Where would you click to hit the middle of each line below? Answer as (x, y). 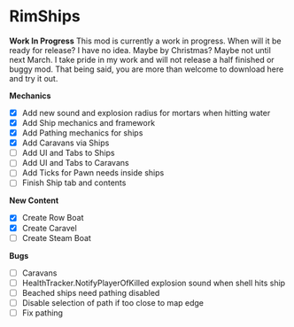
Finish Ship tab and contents (74, 183)
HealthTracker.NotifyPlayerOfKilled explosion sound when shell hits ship (154, 283)
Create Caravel (49, 228)
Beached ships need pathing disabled (91, 292)
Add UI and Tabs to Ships (68, 153)
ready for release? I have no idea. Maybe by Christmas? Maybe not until (140, 50)
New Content (34, 200)
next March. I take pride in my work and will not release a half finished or (142, 59)
